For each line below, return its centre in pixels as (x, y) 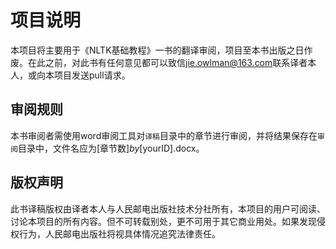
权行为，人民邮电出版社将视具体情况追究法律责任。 (115, 233)
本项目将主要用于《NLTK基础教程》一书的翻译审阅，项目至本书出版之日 (157, 50)
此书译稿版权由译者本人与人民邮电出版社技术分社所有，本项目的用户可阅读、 (168, 208)
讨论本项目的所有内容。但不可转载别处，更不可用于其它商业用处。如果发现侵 (168, 221)
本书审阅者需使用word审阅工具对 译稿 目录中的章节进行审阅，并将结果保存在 (164, 135)
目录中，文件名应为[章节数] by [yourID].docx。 (111, 148)
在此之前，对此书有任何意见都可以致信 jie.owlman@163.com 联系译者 (167, 62)
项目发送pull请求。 (92, 75)
